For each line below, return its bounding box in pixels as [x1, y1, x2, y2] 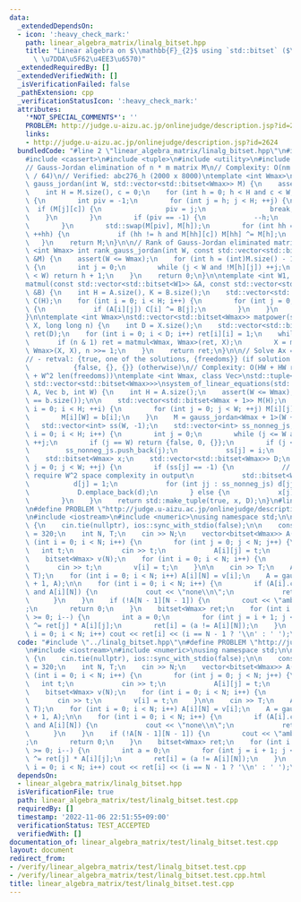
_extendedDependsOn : [17, 21, 94, 30]
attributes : [17, 105, 63, 114]
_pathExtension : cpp [17, 88, 94, 97]
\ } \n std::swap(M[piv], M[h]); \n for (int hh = [25, 221, 295, 230]
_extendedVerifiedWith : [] [17, 72, 118, 81]
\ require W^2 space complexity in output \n [25, 471, 194, 480]
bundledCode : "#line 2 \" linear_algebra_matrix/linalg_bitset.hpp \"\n [17, 146, 287, 155]
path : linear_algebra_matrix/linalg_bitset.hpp [25, 38, 206, 47]
